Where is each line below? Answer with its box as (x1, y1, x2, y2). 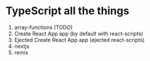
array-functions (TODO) (14, 24, 73, 31)
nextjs (14, 43, 30, 50)
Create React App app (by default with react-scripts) (14, 30, 143, 37)
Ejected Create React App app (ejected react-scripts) (14, 36, 145, 43)
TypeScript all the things (5, 4, 129, 18)
